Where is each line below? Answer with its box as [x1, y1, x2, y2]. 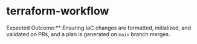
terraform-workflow [6, 4, 109, 18]
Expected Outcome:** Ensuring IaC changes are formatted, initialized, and [6, 24, 192, 31]
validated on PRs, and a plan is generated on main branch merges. [6, 30, 170, 37]
